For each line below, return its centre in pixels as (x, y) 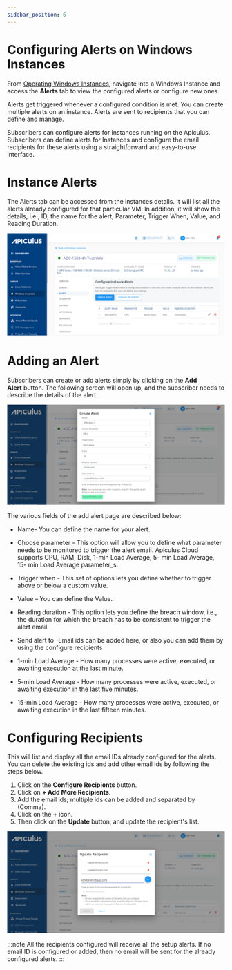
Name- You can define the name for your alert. (84, 529)
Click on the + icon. (45, 815)
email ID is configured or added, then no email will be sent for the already (112, 952)
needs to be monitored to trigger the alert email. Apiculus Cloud (108, 550)
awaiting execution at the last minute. (70, 668)
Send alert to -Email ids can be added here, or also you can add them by (120, 640)
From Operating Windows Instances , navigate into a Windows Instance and (114, 84)
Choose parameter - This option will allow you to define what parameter (119, 543)
